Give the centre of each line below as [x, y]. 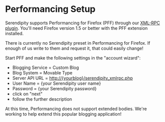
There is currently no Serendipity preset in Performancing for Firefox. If [78, 43]
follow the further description [42, 99]
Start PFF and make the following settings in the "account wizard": [73, 58]
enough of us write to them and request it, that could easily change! [74, 48]
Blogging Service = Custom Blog [46, 67]
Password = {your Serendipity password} [54, 88]
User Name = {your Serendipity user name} [56, 83]
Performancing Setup [50, 9]
